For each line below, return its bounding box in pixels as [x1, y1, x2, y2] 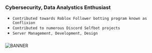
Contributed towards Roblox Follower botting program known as [12, 16, 147, 21]
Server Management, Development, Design [12, 31, 98, 36]
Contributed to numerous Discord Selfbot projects [12, 26, 120, 31]
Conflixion [12, 20, 35, 26]
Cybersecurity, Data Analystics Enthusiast [5, 4, 111, 11]
